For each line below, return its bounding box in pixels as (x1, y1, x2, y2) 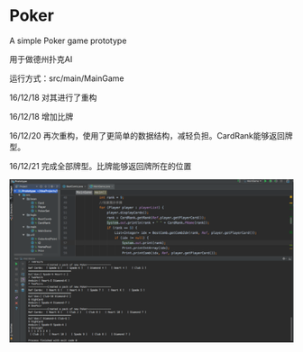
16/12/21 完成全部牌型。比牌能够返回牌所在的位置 (9, 160, 192, 171)
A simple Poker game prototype (9, 35, 127, 46)
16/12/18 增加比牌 (9, 111, 74, 122)
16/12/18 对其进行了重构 (9, 92, 97, 103)
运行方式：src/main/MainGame (9, 73, 124, 84)
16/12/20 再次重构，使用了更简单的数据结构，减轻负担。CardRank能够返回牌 (9, 130, 293, 140)
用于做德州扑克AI (9, 53, 73, 64)
